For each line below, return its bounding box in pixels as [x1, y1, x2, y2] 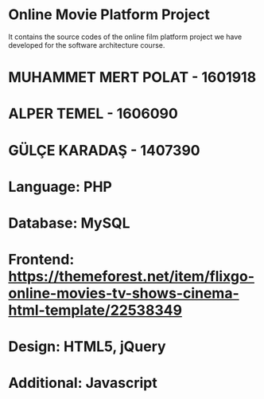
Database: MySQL [8, 213, 130, 232]
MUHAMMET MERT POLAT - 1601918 [8, 68, 257, 87]
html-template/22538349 [8, 301, 183, 319]
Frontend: [8, 251, 75, 268]
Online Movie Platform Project [8, 6, 211, 24]
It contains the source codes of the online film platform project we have [8, 32, 243, 41]
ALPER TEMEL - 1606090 [8, 105, 179, 123]
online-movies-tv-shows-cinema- [8, 284, 240, 303]
